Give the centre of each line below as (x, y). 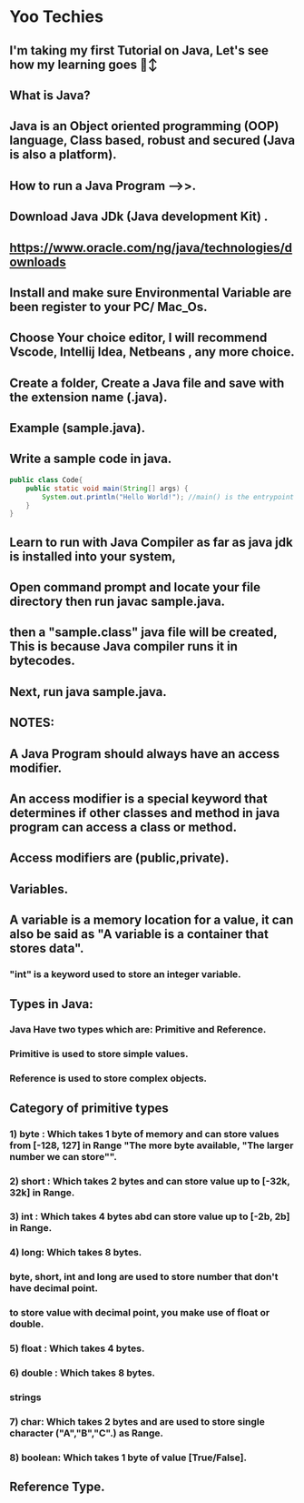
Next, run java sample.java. (88, 692)
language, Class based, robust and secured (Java (152, 141)
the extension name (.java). (88, 397)
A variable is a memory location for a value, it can (152, 920)
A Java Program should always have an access (145, 754)
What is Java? (50, 95)
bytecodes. (42, 661)
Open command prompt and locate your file (135, 587)
